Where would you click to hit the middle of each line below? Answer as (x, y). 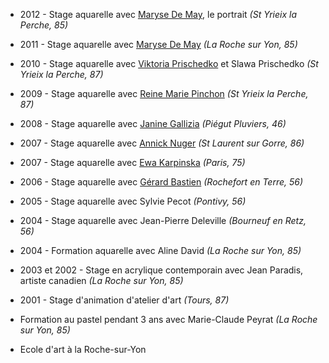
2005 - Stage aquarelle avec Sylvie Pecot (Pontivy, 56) (133, 201)
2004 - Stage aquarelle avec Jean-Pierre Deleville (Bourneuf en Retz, (163, 220)
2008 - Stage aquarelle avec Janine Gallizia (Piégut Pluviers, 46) (153, 123)
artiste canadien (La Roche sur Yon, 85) (101, 280)
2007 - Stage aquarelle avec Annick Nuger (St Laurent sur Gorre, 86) (162, 143)
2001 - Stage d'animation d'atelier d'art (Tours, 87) (124, 300)
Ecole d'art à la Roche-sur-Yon (83, 349)
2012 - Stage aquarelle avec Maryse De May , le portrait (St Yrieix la (158, 14)
